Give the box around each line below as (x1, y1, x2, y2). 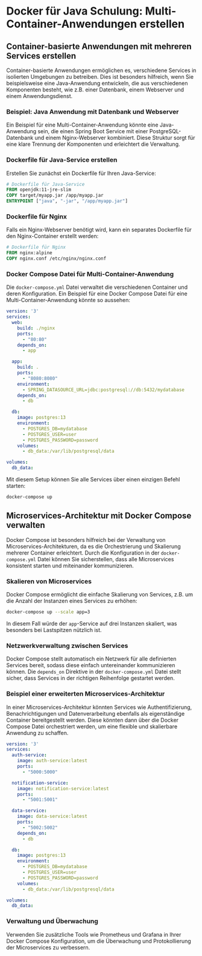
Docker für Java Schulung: (6, 4, 143, 18)
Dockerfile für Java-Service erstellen (6, 156, 118, 164)
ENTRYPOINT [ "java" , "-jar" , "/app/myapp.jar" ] (6, 198, 128, 204)
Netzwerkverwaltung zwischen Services (6, 641, 128, 650)
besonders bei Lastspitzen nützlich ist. (6, 626, 102, 633)
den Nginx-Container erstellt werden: (6, 232, 99, 240)
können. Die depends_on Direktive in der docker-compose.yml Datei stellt (6, 668, 181, 676)
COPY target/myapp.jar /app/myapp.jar (6, 193, 104, 199)
